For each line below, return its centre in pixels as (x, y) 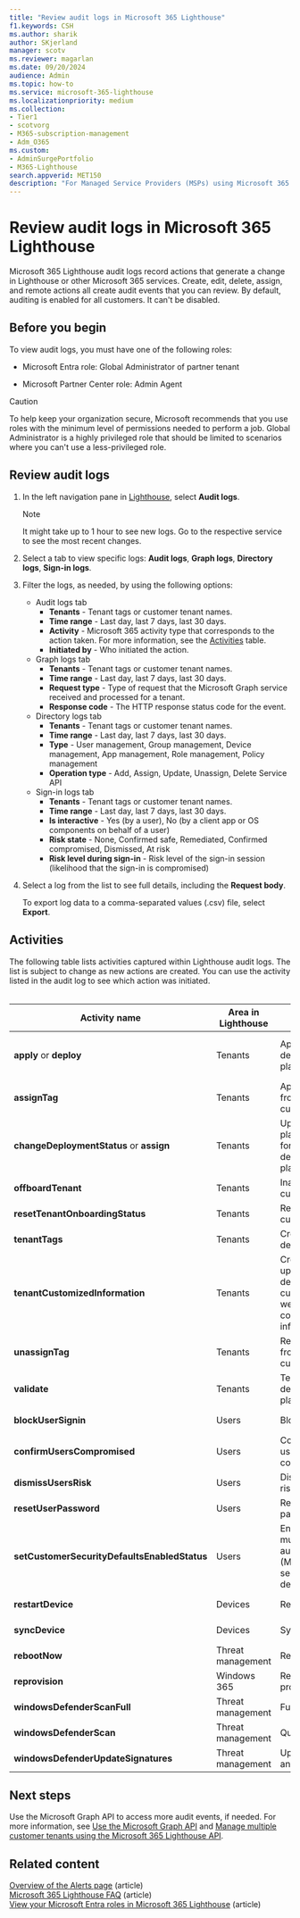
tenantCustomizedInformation (79, 1293)
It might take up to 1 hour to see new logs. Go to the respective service (152, 531)
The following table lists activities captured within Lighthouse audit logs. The (150, 962)
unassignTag (42, 1352)
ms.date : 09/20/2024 (48, 68)
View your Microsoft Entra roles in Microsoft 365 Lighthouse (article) (135, 1905)
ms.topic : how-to (42, 84)
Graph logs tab (63, 659)
